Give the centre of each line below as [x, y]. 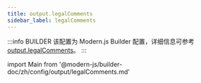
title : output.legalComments [50, 14]
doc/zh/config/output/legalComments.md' [69, 72]
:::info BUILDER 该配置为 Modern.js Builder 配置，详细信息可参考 [101, 41]
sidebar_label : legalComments [52, 20]
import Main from [32, 64]
